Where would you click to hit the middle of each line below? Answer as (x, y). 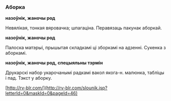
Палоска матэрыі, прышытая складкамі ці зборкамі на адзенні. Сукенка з (86, 48)
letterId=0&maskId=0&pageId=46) (42, 93)
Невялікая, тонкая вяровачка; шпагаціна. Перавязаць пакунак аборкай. (84, 28)
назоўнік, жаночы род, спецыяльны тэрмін (54, 63)
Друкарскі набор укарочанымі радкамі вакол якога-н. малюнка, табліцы (85, 73)
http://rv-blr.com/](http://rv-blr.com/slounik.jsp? (57, 88)
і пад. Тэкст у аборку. (29, 78)
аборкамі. (16, 53)
